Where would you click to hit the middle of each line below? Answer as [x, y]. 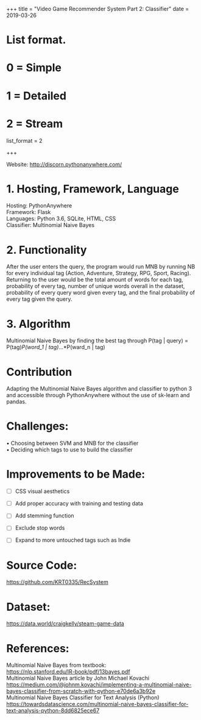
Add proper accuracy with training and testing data [79, 503]
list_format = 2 [24, 140]
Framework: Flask [29, 212]
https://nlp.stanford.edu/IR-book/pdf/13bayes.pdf [68, 672]
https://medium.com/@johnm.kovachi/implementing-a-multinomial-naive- [99, 685]
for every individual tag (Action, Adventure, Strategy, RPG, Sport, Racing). [99, 273]
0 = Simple [34, 68]
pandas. [16, 401]
